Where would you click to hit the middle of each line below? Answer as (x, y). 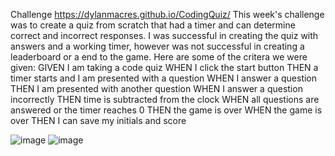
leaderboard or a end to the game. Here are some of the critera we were (159, 57)
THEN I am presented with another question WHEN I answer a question (156, 88)
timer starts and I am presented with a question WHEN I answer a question (164, 78)
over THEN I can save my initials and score (98, 120)
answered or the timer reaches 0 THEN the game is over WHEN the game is (166, 110)
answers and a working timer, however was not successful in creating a (157, 46)
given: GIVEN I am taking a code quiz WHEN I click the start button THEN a (164, 67)
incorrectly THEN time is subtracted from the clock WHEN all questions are (165, 99)
